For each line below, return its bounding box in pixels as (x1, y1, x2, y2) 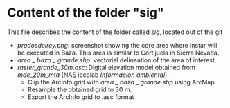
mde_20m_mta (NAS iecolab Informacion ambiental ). (17, 71, 170, 79)
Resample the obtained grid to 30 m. (27, 85, 132, 93)
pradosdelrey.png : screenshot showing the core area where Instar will (17, 41, 218, 49)
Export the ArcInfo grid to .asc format (27, 92, 134, 101)
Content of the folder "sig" (7, 5, 164, 21)
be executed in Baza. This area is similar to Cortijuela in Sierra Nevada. (17, 48, 220, 57)
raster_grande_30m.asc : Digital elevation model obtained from (17, 63, 195, 71)
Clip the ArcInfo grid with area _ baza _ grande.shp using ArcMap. (27, 78, 217, 86)
